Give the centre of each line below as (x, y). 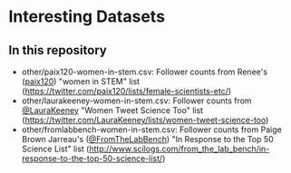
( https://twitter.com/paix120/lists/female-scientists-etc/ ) (126, 91)
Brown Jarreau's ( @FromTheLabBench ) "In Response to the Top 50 (147, 139)
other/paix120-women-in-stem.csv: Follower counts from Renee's (145, 72)
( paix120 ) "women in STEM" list (81, 82)
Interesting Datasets (87, 17)
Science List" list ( (55, 149)
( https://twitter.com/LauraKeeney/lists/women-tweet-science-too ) (145, 120)
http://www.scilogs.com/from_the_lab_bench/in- (179, 149)
